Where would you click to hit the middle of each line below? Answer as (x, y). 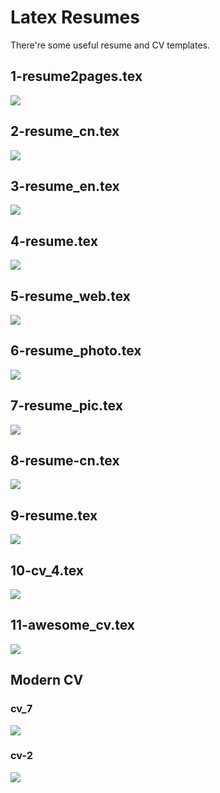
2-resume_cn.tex (65, 131)
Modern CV (47, 680)
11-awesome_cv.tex (73, 625)
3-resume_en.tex (65, 186)
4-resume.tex (54, 241)
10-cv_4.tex (47, 570)
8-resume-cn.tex (65, 461)
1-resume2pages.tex (76, 76)
